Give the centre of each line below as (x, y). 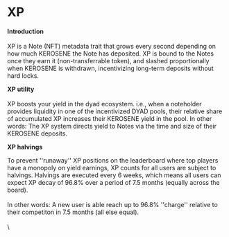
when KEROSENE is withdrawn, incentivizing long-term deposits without (110, 68)
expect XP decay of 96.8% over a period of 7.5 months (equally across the (113, 182)
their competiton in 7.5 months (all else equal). (73, 212)
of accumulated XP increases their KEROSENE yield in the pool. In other (110, 118)
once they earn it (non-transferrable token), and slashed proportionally (108, 60)
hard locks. (23, 75)
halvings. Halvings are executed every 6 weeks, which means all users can (114, 175)
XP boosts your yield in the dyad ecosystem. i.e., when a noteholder (104, 104)
